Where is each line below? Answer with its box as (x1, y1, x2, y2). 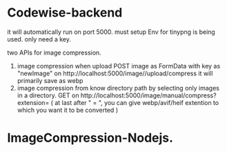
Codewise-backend (7, 5, 123, 21)
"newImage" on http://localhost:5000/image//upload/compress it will (17, 69, 213, 77)
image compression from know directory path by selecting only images (17, 84, 219, 92)
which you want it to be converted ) (17, 106, 119, 114)
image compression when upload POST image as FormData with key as (17, 61, 221, 70)
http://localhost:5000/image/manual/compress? (80, 91, 217, 99)
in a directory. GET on (17, 91, 79, 99)
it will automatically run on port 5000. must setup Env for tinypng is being (7, 28, 215, 36)
